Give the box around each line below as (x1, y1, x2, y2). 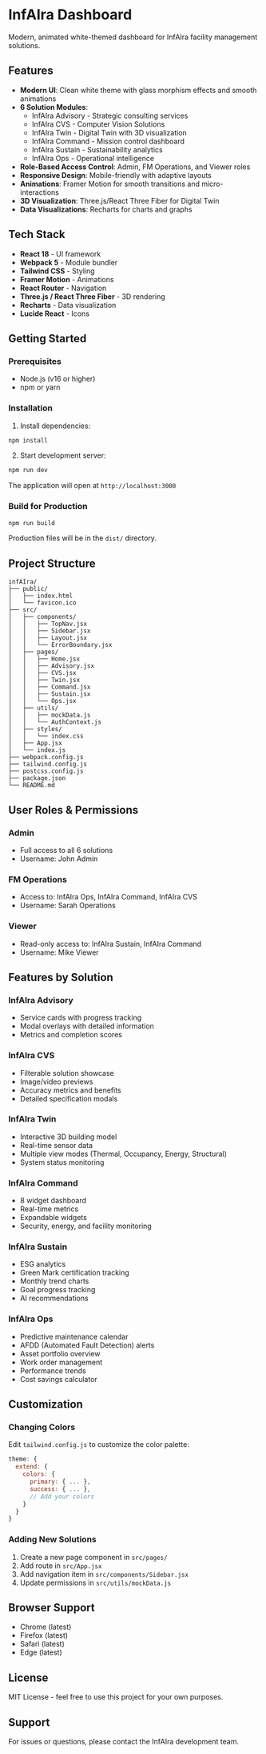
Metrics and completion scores (19, 1030, 122, 1040)
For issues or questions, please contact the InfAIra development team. (8, 1737, 240, 1747)
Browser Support (8, 1601, 96, 1615)
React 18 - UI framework (19, 249, 101, 258)
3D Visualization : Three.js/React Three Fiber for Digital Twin (19, 196, 220, 205)
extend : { (15, 1463, 48, 1471)
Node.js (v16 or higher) (19, 374, 96, 384)
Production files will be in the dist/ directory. (8, 533, 157, 543)
